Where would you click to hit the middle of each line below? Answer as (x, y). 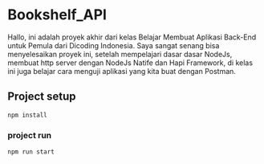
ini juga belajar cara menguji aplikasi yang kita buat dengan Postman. (122, 71)
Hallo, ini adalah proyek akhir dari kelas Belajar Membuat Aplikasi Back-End (132, 37)
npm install (27, 115)
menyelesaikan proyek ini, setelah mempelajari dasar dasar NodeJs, (120, 54)
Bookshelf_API (57, 15)
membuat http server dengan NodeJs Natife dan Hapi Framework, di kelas (130, 63)
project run (30, 135)
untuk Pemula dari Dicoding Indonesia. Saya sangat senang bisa (114, 45)
